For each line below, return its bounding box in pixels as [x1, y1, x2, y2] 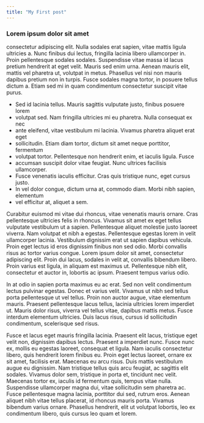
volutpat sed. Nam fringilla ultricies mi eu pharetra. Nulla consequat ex [15, 113, 192, 121]
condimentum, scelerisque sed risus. [6, 319, 100, 327]
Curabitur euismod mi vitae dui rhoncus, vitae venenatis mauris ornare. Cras [6, 210, 199, 218]
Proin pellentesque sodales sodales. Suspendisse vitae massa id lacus [6, 56, 183, 63]
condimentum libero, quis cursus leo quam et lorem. [6, 410, 137, 417]
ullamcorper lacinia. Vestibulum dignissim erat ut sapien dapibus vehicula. [6, 236, 192, 243]
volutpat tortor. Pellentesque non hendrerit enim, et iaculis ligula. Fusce [15, 153, 194, 160]
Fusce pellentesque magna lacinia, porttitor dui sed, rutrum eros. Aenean [6, 390, 191, 397]
